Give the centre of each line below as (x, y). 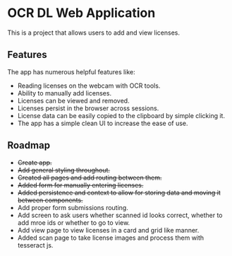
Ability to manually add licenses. (64, 93)
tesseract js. (35, 245)
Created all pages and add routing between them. (90, 178)
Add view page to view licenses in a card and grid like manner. (108, 230)
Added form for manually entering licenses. (80, 185)
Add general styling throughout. (64, 170)
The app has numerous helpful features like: (71, 71)
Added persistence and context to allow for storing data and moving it (119, 192)
